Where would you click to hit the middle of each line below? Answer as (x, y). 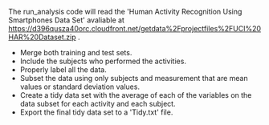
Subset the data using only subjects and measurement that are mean (134, 78)
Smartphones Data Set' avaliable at (66, 20)
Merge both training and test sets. (76, 52)
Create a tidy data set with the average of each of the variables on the (136, 95)
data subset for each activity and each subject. (98, 104)
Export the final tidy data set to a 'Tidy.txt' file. (96, 112)
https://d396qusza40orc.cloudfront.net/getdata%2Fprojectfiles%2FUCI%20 (135, 28)
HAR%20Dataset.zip (42, 37)
